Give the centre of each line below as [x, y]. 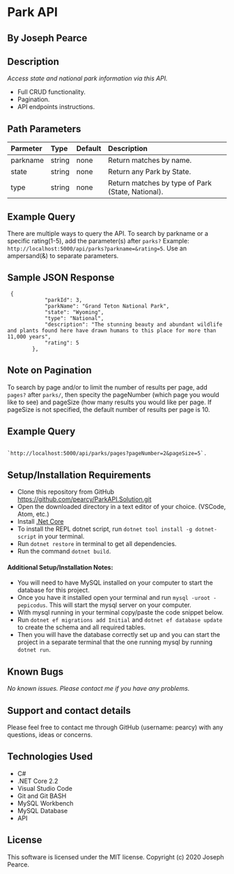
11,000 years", [29, 336]
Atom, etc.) [33, 514]
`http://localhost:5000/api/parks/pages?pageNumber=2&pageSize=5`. [107, 454]
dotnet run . [34, 650]
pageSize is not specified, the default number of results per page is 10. [109, 409]
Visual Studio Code [45, 788]
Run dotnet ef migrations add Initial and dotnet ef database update [120, 620]
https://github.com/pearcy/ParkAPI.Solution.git [84, 499]
